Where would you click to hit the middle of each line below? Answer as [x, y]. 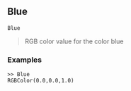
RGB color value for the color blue [74, 41]
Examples [25, 60]
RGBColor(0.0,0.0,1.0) [41, 81]
